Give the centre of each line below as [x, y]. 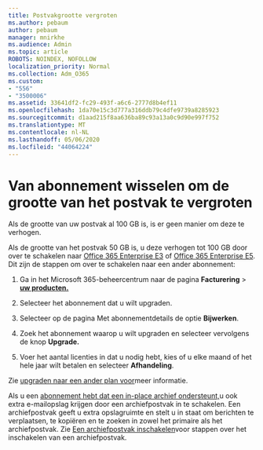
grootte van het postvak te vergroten [130, 202]
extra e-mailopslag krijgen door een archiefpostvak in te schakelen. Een [124, 404]
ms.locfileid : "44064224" [50, 147]
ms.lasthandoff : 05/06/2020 [54, 139]
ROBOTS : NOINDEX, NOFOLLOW [52, 60]
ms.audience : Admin [40, 45]
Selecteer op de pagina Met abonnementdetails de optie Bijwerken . [129, 318]
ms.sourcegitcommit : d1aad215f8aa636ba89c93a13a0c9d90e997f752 [114, 118]
